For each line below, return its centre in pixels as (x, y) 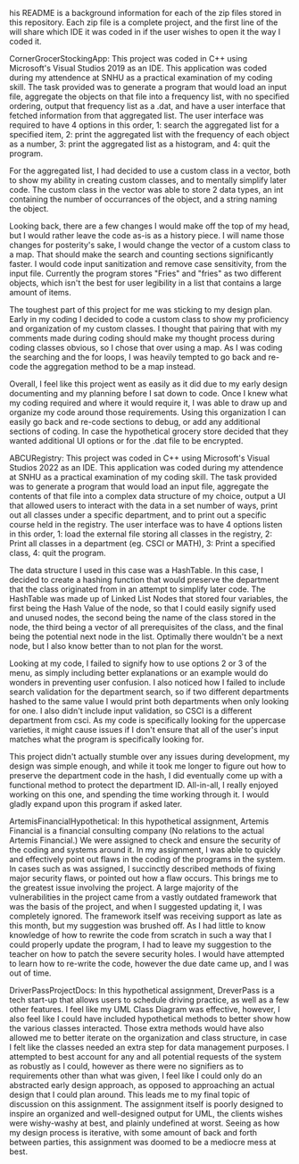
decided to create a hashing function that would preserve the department (144, 580)
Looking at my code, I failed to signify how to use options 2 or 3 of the (138, 663)
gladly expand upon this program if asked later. (96, 804)
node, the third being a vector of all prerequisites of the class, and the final (146, 627)
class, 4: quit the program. (58, 553)
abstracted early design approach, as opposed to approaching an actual (142, 1085)
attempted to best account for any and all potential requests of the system (145, 1056)
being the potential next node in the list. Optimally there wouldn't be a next (146, 636)
